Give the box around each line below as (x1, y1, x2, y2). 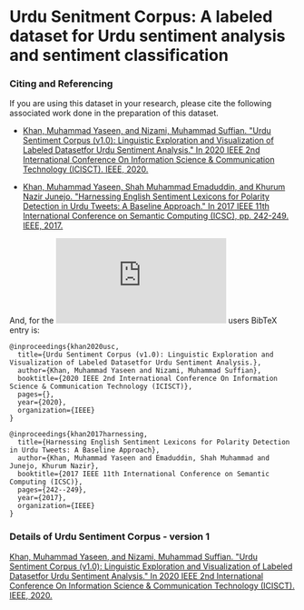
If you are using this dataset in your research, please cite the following (9, 98, 272, 109)
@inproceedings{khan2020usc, (9, 343, 120, 352)
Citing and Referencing (9, 77, 113, 90)
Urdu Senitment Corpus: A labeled (9, 6, 273, 27)
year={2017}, (17, 494, 67, 503)
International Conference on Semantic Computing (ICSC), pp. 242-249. (22, 211, 289, 222)
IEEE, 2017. (22, 220, 64, 231)
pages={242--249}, (17, 485, 88, 495)
